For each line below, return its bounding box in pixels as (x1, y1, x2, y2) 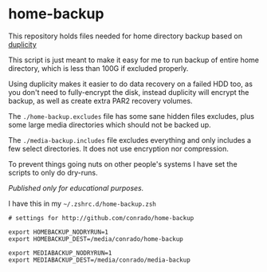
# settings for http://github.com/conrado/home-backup (8, 214, 194, 222)
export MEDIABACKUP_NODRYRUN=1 (8, 249, 112, 257)
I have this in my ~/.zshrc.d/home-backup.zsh (8, 199, 157, 208)
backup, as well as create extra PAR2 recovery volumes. (8, 96, 193, 105)
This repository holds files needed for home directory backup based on (8, 31, 243, 41)
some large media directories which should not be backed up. (8, 120, 211, 129)
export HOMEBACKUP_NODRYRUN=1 (8, 228, 109, 236)
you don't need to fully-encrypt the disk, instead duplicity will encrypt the (8, 87, 249, 97)
